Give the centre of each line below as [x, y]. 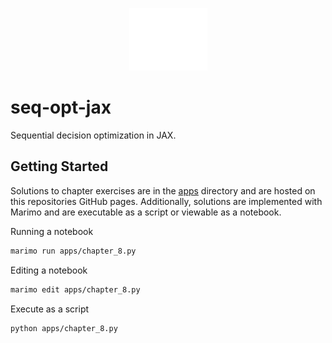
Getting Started [59, 166]
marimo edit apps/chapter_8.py [75, 289]
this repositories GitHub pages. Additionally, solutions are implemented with [166, 201]
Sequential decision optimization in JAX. [93, 135]
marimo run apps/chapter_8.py [73, 251]
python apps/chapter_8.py [64, 328]
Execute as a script [50, 309]
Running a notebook [52, 231]
